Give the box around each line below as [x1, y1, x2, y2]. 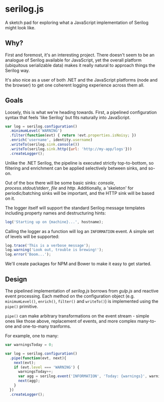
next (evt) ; [14, 360, 36, 365]
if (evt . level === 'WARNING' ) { [14, 365, 80, 370]
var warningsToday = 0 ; [5, 342, 54, 347]
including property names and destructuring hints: [5, 210, 106, 216]
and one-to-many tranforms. [14, 323, 72, 329]
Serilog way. [5, 67, 30, 73]
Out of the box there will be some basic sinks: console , [5, 180, 116, 186]
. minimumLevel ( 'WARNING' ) [9, 128, 62, 133]
